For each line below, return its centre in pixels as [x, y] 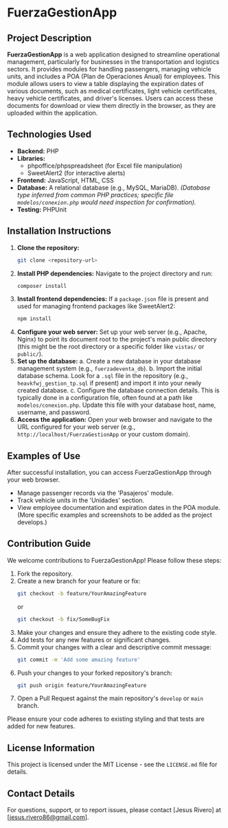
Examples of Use [44, 456]
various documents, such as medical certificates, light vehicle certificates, [112, 91]
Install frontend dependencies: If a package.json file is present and [113, 299]
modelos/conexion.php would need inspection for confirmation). [106, 202]
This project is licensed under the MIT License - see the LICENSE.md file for [112, 765]
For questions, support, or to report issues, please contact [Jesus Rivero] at [114, 810]
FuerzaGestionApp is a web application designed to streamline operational [113, 54]
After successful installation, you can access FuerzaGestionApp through [109, 473]
